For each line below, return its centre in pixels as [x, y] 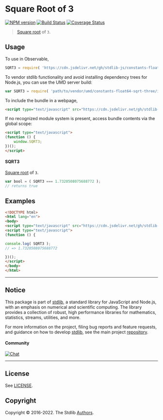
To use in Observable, [27, 59]
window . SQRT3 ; [28, 142]
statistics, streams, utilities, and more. [43, 317]
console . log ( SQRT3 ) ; [28, 244]
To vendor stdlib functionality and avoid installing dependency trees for [76, 77]
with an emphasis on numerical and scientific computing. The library [73, 307]
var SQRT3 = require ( [27, 91]
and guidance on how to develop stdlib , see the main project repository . [77, 332]
